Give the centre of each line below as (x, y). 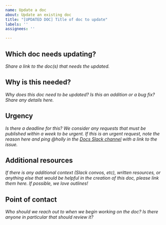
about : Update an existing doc (38, 15)
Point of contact (31, 199)
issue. (11, 144)
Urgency (19, 116)
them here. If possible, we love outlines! (47, 183)
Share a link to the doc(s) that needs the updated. (58, 66)
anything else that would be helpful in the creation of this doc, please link (82, 178)
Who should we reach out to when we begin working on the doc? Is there (82, 212)
